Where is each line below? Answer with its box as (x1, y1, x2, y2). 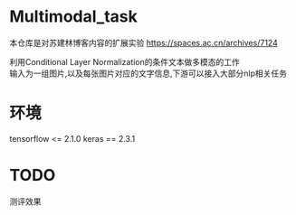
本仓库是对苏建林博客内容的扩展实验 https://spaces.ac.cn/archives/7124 (9, 37, 278, 48)
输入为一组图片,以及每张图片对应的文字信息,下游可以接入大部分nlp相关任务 (9, 68, 288, 79)
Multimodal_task (9, 6, 138, 27)
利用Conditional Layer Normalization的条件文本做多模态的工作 (9, 56, 240, 67)
